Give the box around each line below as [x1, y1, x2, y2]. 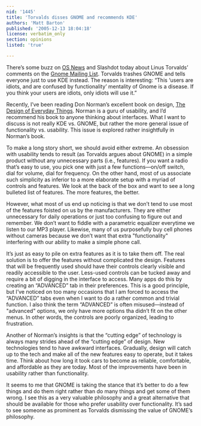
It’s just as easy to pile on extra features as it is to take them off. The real [6, 249, 185, 257]
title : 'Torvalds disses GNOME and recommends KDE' [6, 14, 138, 20]
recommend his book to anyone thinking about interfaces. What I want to [6, 113, 186, 120]
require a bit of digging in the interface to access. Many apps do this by [6, 275, 182, 282]
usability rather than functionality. [6, 369, 89, 377]
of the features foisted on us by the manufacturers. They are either [6, 206, 171, 214]
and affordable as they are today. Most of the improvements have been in [6, 363, 187, 370]
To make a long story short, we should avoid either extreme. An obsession [6, 144, 189, 151]
